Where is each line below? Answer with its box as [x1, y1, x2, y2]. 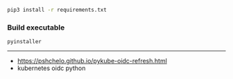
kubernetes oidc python [17, 64, 86, 72]
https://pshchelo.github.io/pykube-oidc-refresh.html [17, 57, 168, 65]
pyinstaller [7, 38, 42, 45]
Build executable [7, 23, 65, 32]
